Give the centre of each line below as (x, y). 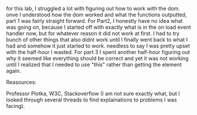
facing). (16, 106)
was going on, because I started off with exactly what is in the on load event (98, 27)
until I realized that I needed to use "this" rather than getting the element (94, 65)
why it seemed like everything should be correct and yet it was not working (97, 58)
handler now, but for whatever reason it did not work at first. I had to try (93, 33)
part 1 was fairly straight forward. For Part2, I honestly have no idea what (94, 21)
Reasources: (21, 82)
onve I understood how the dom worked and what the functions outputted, (96, 15)
